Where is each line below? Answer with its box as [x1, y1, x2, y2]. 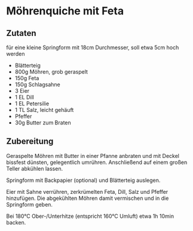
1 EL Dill [14, 94, 34, 101]
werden [6, 50, 25, 57]
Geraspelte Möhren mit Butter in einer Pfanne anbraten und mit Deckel [6, 152, 180, 159]
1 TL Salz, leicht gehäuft [14, 107, 74, 113]
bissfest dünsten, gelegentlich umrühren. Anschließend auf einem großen [6, 159, 188, 166]
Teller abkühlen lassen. [6, 165, 63, 172]
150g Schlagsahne [14, 81, 61, 88]
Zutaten [6, 28, 37, 38]
